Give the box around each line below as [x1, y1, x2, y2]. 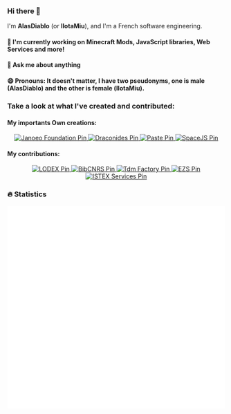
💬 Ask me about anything [7, 61, 81, 69]
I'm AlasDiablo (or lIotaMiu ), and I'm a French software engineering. [7, 22, 203, 30]
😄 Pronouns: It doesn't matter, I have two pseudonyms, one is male [7, 77, 205, 85]
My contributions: [7, 149, 60, 158]
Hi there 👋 [7, 6, 41, 16]
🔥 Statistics [7, 189, 47, 199]
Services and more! [7, 45, 65, 53]
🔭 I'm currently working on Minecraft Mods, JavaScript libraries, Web [7, 37, 211, 46]
